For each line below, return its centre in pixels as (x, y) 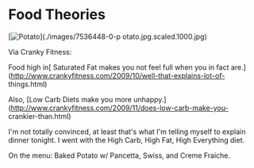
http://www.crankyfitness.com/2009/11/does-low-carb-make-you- (119, 108)
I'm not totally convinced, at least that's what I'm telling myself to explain (127, 132)
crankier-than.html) (40, 116)
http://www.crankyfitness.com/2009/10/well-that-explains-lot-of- (118, 75)
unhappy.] (150, 99)
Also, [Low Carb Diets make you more (70, 99)
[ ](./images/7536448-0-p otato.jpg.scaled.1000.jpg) (108, 36)
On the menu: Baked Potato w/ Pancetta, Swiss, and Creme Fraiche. (119, 155)
